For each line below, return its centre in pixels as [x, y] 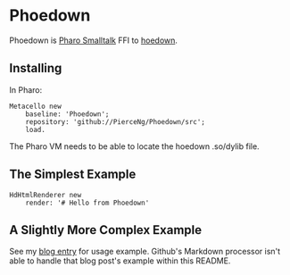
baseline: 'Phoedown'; [67, 114]
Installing [36, 68]
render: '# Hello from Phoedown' [87, 203]
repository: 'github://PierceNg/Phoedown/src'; [115, 121]
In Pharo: [26, 89]
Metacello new [36, 106]
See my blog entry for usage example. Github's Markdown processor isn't [145, 252]
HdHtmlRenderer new [46, 195]
